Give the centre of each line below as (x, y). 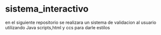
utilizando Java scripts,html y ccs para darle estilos (58, 27)
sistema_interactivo (47, 9)
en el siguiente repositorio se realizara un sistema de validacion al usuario (81, 22)
